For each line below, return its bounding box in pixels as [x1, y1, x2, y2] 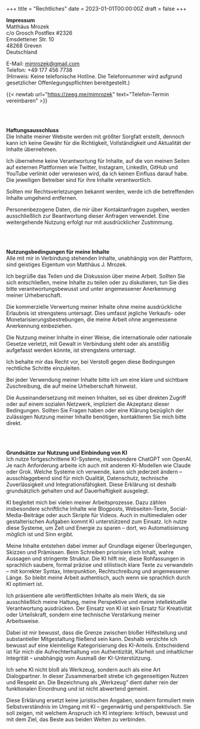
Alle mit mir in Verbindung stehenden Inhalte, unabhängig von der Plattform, [6, 254, 193, 262]
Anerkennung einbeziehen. [6, 323, 73, 329]
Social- [170, 505, 188, 512]
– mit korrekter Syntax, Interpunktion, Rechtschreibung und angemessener [6, 568, 190, 575]
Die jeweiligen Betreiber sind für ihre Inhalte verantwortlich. [6, 177, 152, 183]
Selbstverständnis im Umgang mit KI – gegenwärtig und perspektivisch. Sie [6, 703, 192, 710]
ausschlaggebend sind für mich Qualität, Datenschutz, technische [6, 475, 168, 481]
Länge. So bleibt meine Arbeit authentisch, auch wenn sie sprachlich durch [6, 574, 191, 581]
